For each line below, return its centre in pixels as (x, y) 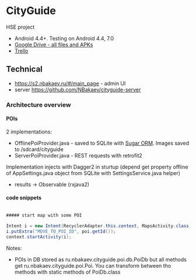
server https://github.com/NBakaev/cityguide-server (78, 90)
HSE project (20, 27)
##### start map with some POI (44, 216)
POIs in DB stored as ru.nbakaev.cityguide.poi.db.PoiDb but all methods (100, 259)
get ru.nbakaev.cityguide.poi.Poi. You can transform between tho (93, 265)
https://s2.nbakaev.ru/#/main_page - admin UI (70, 83)
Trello (21, 50)
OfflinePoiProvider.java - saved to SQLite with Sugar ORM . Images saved (102, 143)
